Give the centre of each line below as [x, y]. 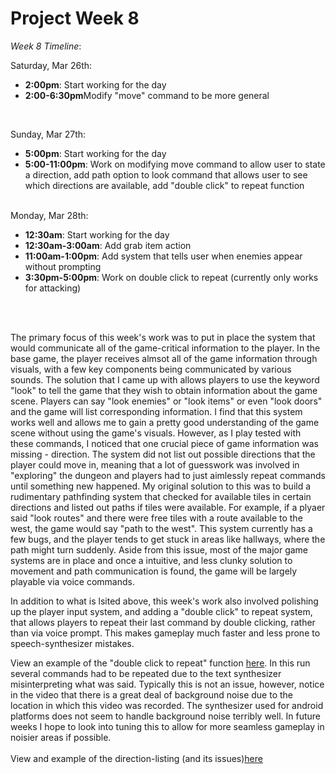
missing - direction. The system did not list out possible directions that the [163, 454]
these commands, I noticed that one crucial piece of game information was [164, 443]
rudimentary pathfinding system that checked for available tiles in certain [161, 496]
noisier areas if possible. [61, 737]
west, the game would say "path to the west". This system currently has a [161, 528]
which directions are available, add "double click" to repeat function [164, 185]
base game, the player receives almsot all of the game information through [164, 358]
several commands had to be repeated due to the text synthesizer [146, 673]
